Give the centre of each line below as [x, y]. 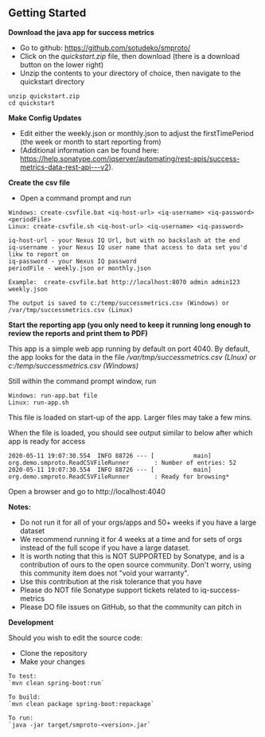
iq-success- [220, 590]
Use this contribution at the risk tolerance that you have [111, 581]
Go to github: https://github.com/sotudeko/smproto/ [105, 48]
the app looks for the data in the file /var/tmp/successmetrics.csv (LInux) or [132, 357]
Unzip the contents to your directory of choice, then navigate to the [130, 73]
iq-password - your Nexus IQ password [72, 261]
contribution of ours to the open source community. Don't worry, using [136, 564]
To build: [25, 697]
